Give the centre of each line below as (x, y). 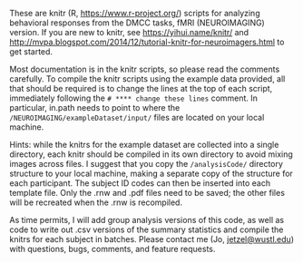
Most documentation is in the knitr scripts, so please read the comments (145, 69)
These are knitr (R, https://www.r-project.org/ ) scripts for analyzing (135, 13)
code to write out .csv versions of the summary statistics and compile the (147, 229)
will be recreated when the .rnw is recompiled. (96, 202)
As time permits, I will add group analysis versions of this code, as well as (147, 220)
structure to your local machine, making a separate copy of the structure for (151, 173)
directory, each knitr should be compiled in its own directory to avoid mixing (151, 154)
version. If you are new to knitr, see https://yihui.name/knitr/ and (129, 32)
